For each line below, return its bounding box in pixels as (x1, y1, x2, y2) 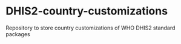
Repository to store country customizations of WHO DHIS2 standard (5, 24, 176, 31)
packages (5, 30, 31, 37)
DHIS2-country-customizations (5, 4, 168, 18)
